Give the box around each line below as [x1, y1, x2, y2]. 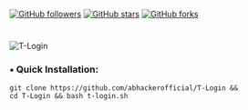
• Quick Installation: [9, 64, 98, 76]
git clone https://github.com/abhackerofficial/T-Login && [9, 84, 239, 93]
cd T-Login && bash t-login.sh [9, 92, 129, 101]
